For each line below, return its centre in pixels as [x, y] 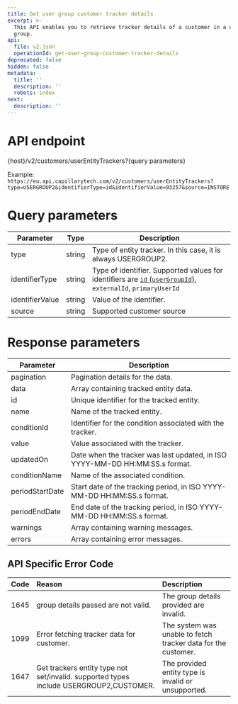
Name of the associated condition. [128, 475]
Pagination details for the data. [121, 377]
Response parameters [74, 342]
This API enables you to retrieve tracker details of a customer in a [120, 27]
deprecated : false [34, 60]
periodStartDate [38, 491]
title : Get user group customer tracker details [80, 14]
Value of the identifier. [129, 300]
